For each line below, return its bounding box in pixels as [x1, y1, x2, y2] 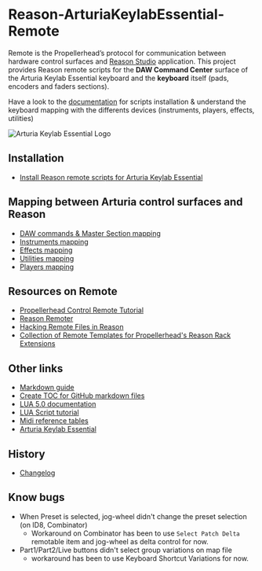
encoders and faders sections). [8, 81, 110, 91]
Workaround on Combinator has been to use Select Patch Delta [31, 529, 241, 538]
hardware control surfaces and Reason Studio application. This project [8, 57, 236, 66]
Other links [8, 362, 64, 375]
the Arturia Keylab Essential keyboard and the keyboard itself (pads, [8, 73, 229, 83]
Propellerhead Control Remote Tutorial [19, 305, 144, 315]
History [8, 447, 45, 461]
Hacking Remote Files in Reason [19, 322, 124, 332]
